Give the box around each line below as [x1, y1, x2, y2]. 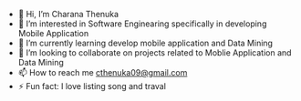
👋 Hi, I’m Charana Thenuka [17, 9, 119, 19]
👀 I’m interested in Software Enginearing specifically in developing [17, 18, 267, 29]
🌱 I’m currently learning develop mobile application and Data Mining [17, 37, 274, 48]
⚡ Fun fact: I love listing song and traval [17, 81, 167, 91]
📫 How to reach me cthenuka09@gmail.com [17, 67, 188, 77]
